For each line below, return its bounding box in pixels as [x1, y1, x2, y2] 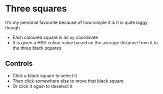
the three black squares [12, 45, 61, 51]
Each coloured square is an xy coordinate [12, 34, 98, 40]
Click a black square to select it [12, 73, 77, 79]
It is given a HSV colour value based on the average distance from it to [12, 39, 158, 45]
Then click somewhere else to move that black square [12, 78, 124, 84]
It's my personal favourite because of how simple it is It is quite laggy [5, 19, 148, 25]
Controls [5, 59, 33, 68]
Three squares [5, 3, 67, 14]
